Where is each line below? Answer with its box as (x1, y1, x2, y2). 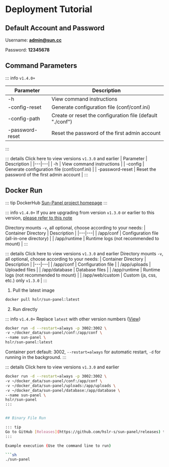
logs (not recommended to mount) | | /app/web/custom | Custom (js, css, (5, 272, 157, 278)
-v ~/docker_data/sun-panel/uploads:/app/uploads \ (5, 383, 116, 388)
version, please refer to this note (5, 215, 73, 221)
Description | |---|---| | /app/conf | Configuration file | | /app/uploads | (5, 261, 151, 267)
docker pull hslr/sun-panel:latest (5, 297, 80, 302)
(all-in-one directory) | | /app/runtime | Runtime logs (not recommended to (5, 235, 159, 241)
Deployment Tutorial (5, 4, 93, 15)
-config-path (8, 115, 40, 122)
